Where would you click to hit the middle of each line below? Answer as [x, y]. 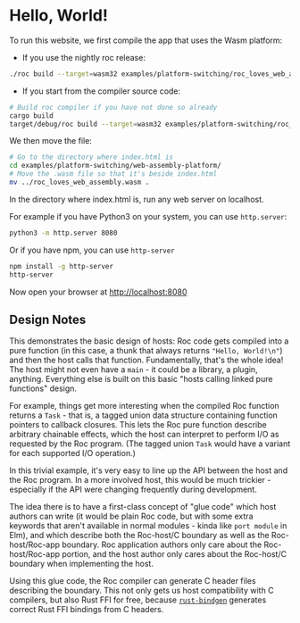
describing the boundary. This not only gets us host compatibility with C [142, 591]
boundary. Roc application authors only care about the [162, 544]
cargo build [31, 116]
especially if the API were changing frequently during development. [133, 490]
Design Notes [48, 319]
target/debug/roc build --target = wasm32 [86, 124]
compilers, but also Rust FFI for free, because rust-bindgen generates [138, 600]
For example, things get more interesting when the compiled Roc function [144, 406]
